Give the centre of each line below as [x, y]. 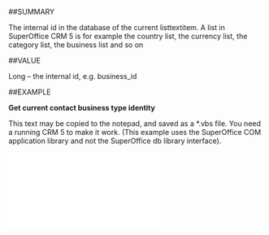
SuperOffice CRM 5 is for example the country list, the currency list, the [128, 36]
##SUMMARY [32, 12]
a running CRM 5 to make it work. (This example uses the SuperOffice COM [135, 132]
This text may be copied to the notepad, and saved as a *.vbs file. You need [135, 124]
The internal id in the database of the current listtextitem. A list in [117, 27]
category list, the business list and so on [76, 45]
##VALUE [24, 61]
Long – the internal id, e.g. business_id [73, 76]
